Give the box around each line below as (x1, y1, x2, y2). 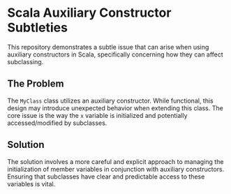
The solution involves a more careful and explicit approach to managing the (7, 157, 224, 165)
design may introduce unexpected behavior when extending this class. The (7, 103, 223, 112)
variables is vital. (7, 179, 56, 188)
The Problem (7, 78, 64, 90)
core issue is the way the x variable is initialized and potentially (7, 111, 188, 119)
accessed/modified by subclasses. (7, 119, 107, 127)
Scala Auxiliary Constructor (7, 5, 172, 21)
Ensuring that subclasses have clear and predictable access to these (7, 172, 205, 181)
